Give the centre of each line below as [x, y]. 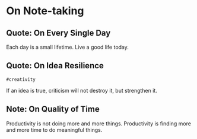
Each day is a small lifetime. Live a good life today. [68, 47]
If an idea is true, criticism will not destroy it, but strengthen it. [82, 90]
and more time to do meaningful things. [54, 129]
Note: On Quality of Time [53, 109]
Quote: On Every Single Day [58, 33]
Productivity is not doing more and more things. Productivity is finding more [99, 124]
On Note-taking [45, 11]
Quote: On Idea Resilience [55, 66]
